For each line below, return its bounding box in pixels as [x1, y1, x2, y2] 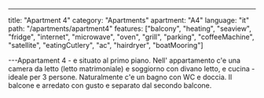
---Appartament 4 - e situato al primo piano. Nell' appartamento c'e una [8, 56, 241, 65]
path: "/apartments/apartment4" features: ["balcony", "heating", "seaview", [8, 24, 251, 33]
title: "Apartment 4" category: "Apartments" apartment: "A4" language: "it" [8, 16, 250, 24]
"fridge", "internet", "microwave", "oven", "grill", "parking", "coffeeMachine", [8, 32, 255, 42]
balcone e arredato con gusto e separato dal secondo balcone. [8, 81, 212, 90]
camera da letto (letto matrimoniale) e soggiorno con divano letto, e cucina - [8, 64, 255, 73]
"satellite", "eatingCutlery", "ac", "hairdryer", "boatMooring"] [8, 41, 203, 49]
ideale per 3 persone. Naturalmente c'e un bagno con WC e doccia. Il [8, 72, 233, 82]
